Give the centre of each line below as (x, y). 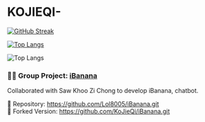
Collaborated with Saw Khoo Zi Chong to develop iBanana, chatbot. (103, 91)
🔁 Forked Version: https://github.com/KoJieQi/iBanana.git (89, 112)
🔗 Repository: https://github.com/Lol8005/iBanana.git (83, 104)
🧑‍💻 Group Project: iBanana (52, 75)
